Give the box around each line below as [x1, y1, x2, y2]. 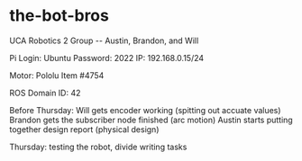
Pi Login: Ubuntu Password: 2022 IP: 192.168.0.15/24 [9, 52, 205, 63]
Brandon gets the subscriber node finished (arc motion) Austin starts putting [9, 114, 293, 125]
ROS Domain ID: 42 [9, 87, 81, 98]
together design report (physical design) [9, 123, 160, 135]
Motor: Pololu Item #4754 [9, 69, 105, 81]
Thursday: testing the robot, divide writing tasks [9, 141, 188, 152]
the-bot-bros [9, 5, 110, 26]
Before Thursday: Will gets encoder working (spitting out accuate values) [9, 104, 281, 115]
